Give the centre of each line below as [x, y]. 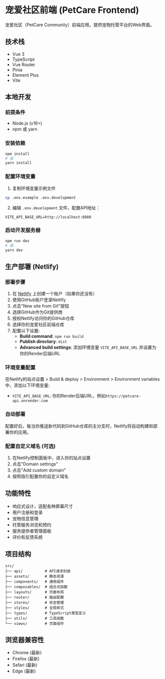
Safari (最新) [25, 665]
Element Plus [25, 75]
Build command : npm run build [51, 336]
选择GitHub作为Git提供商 [37, 312]
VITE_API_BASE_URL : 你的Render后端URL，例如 [59, 396]
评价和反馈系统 [27, 537]
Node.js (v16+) [27, 123]
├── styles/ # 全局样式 [34, 608]
